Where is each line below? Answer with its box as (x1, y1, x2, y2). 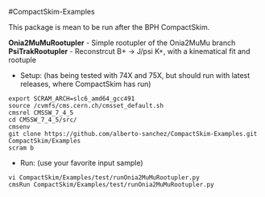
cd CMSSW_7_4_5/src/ (8, 116, 78, 124)
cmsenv (8, 123, 31, 131)
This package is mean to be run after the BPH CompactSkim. (8, 23, 210, 31)
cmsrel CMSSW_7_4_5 (8, 109, 74, 117)
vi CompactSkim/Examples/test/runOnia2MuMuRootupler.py (8, 174, 200, 182)
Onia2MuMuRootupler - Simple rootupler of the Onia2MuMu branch (8, 38, 236, 47)
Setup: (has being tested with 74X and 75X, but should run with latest (19, 71, 251, 80)
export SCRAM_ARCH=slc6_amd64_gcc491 (8, 95, 135, 103)
